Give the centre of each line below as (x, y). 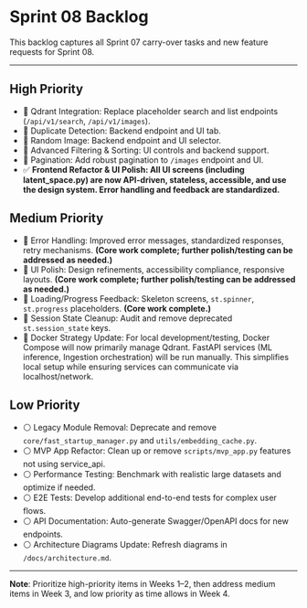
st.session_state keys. (67, 327)
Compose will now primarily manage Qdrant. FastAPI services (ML (147, 347)
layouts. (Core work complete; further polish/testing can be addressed (159, 279)
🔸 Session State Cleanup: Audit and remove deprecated (127, 318)
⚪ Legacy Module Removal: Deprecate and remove (120, 428)
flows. (34, 511)
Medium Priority (57, 218)
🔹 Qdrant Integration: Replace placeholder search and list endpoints (150, 111)
